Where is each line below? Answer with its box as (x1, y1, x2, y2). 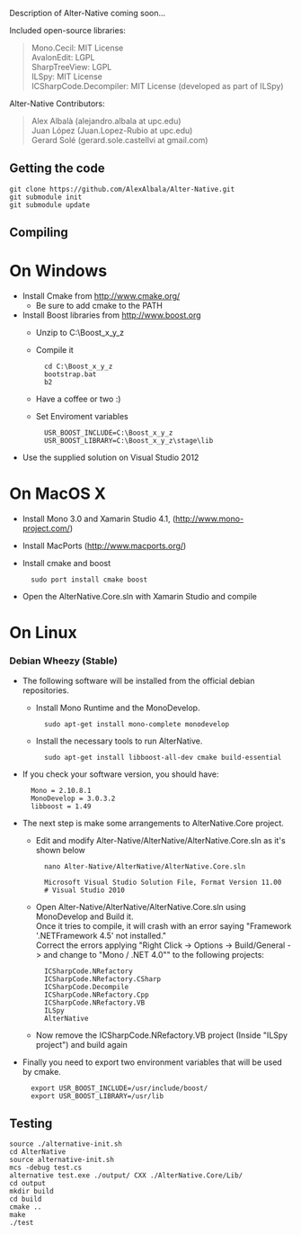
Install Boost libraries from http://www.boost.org (22, 310, 201, 320)
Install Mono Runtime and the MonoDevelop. (35, 702, 200, 713)
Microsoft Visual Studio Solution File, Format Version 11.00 (43, 878, 282, 887)
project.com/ (22, 523, 70, 534)
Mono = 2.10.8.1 (31, 786, 92, 795)
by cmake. (22, 1066, 61, 1077)
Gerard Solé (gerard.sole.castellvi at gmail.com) (31, 135, 208, 145)
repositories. (22, 684, 69, 696)
